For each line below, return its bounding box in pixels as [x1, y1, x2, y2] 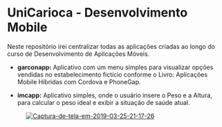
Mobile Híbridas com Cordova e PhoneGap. [17, 77, 141, 86]
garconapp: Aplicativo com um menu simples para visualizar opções [17, 63, 214, 71]
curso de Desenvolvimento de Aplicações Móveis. [7, 50, 150, 58]
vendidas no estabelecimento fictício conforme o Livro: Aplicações [17, 70, 208, 79]
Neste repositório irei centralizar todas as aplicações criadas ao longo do [7, 42, 216, 50]
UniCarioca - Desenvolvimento [7, 5, 188, 21]
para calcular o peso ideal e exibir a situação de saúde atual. [17, 98, 190, 106]
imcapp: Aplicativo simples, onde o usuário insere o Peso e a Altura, [17, 91, 212, 99]
